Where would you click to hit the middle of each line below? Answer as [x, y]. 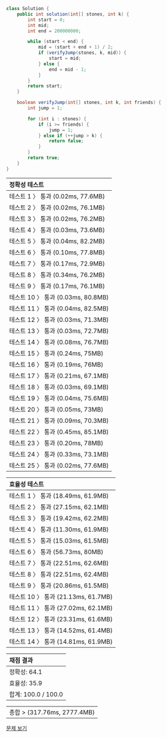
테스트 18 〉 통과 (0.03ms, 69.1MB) [59, 387]
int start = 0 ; [47, 20]
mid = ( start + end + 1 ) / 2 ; [75, 47]
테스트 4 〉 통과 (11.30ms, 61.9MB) [59, 529]
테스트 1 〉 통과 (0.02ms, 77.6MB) [57, 196]
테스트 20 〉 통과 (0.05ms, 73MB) [56, 409]
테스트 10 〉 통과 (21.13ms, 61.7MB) [61, 596]
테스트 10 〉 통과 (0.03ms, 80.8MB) [59, 297]
